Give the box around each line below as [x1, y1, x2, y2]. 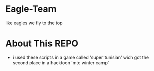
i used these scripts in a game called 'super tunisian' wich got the [12, 54, 149, 60]
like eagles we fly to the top [5, 20, 63, 26]
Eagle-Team [5, 3, 57, 15]
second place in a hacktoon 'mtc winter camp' [12, 59, 109, 66]
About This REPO [5, 38, 79, 49]
